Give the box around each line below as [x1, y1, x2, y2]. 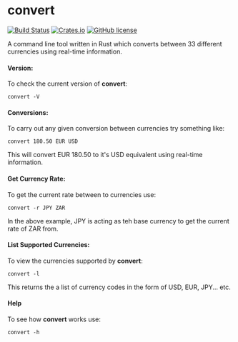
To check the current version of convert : [7, 79, 127, 88]
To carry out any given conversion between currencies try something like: [7, 124, 225, 133]
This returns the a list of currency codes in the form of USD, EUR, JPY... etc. [7, 283, 231, 291]
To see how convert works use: [7, 315, 101, 323]
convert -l [7, 270, 40, 277]
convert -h [7, 328, 40, 336]
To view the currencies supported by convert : [7, 256, 143, 265]
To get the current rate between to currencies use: [7, 190, 156, 198]
